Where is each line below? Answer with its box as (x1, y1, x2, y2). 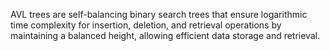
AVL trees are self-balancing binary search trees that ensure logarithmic (10, 9, 308, 20)
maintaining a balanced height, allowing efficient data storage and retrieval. (10, 30, 321, 41)
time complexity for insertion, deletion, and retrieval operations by (10, 19, 282, 31)
